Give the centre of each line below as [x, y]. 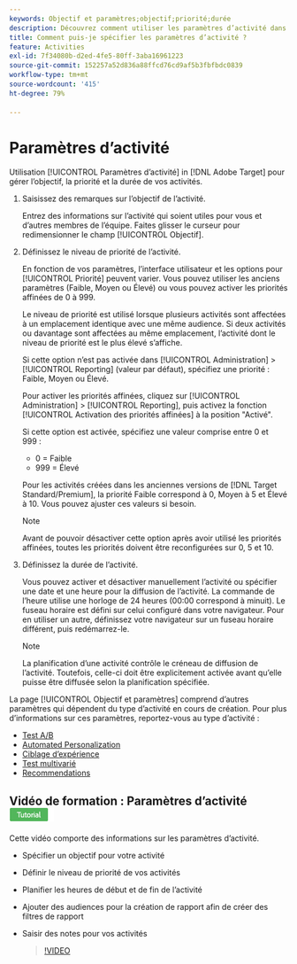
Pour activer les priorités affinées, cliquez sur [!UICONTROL [131, 396]
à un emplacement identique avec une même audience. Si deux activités [154, 324]
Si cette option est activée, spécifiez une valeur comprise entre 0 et [145, 432]
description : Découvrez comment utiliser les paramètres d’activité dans [148, 28]
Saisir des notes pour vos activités [84, 934]
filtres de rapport [53, 916]
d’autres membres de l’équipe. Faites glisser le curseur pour [131, 225]
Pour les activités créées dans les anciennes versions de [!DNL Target [149, 485]
